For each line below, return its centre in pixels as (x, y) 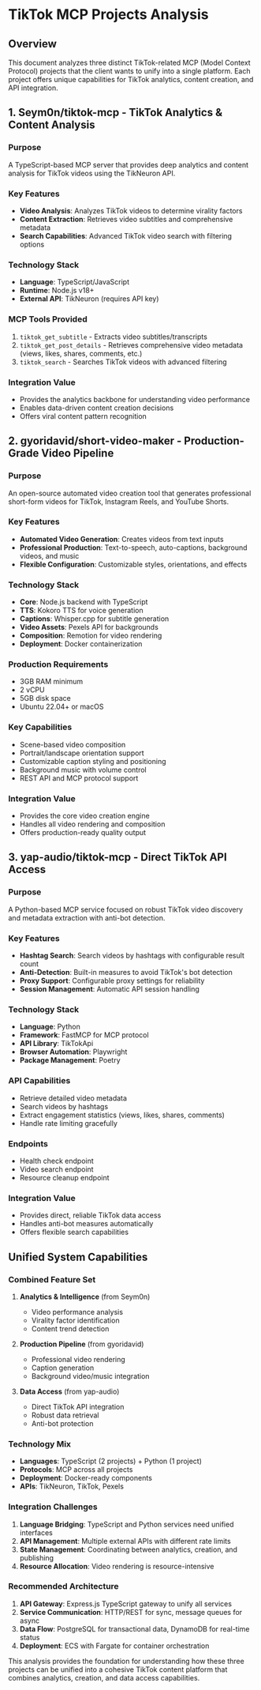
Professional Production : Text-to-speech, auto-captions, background (133, 548)
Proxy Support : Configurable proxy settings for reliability (112, 981)
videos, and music (49, 555)
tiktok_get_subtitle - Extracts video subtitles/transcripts (113, 337)
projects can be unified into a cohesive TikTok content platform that (118, 1669)
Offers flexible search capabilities (74, 1232)
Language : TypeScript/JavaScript (75, 282)
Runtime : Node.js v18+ (57, 291)
